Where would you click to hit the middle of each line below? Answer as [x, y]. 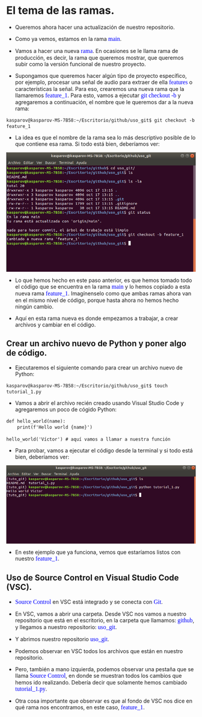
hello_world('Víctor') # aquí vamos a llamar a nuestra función [88, 439]
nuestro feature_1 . [37, 559]
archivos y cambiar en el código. [55, 324]
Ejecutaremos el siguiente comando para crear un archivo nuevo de [99, 368]
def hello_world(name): [36, 421]
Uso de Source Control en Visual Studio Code [93, 578]
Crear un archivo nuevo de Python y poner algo [96, 344]
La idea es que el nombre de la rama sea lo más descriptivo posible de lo [105, 137]
